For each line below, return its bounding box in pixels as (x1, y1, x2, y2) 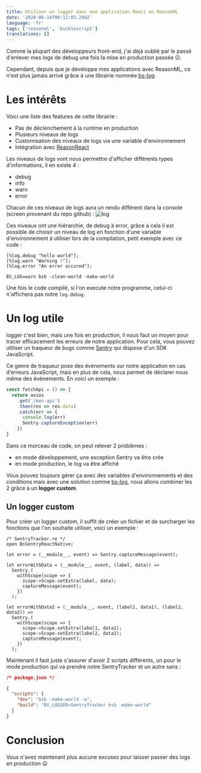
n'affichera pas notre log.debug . (6, 290, 85, 298)
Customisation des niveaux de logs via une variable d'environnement (14, 137, 186, 145)
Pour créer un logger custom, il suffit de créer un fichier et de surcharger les (6, 517, 195, 525)
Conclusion (6, 733, 65, 747)
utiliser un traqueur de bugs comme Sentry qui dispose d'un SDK (6, 344, 167, 351)
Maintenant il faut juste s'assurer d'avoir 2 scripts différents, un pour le (6, 657, 181, 664)
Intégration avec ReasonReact (14, 143, 89, 151)
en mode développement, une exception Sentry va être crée (14, 454, 164, 461)
